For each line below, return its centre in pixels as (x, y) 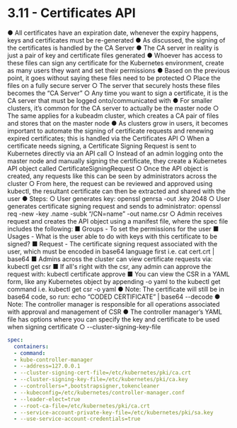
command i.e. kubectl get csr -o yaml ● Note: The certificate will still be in (116, 289)
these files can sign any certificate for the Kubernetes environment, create (116, 62)
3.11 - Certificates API (71, 13)
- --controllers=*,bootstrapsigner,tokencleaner (87, 386)
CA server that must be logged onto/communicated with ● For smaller (110, 100)
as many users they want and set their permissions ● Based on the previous (118, 70)
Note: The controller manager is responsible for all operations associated (114, 304)
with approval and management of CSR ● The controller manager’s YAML (115, 312)
